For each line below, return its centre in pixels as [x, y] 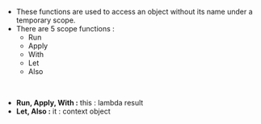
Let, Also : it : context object [63, 111]
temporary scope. [46, 20]
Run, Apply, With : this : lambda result [80, 103]
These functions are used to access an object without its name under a [134, 12]
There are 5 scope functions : [65, 29]
